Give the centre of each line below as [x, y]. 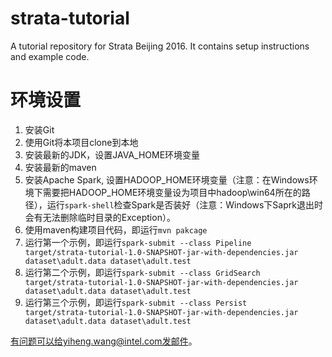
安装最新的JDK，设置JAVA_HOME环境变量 [112, 154]
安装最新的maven [60, 167]
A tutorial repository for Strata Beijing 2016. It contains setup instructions [160, 46]
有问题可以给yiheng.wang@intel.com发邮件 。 [104, 341]
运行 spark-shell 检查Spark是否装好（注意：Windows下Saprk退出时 [184, 204]
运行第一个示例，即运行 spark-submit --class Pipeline [138, 242]
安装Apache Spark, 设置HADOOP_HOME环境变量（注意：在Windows [167, 179]
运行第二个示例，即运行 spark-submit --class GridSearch [142, 272]
